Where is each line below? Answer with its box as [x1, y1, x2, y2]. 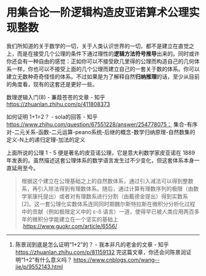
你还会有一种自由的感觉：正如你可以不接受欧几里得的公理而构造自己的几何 [6, 58, 194, 65]
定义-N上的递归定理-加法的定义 [6, 136, 86, 143]
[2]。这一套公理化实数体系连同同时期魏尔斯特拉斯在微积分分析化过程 [21, 200, 196, 207]
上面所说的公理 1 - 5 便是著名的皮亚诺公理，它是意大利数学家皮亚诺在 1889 [6, 149, 195, 156]
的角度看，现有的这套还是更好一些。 [6, 80, 98, 88]
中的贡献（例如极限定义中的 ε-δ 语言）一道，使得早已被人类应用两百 [21, 207, 194, 215]
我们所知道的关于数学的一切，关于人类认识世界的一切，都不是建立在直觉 [6, 42, 189, 50]
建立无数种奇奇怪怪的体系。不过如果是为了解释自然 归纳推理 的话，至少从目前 [6, 73, 200, 80]
